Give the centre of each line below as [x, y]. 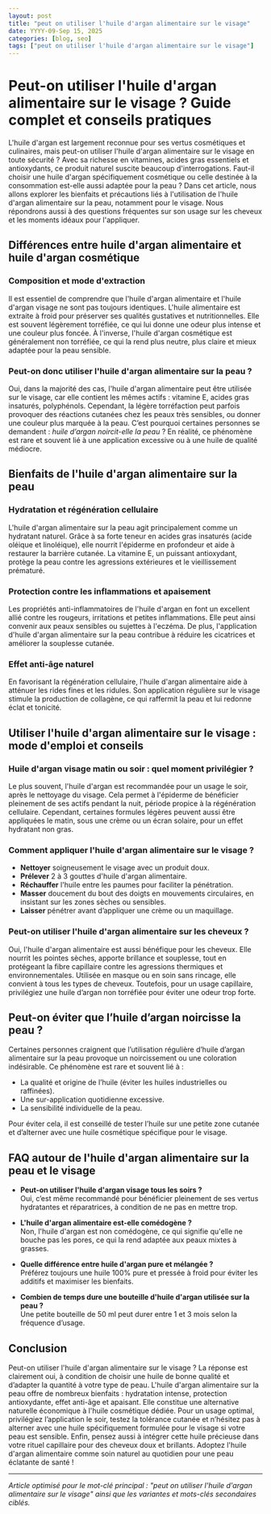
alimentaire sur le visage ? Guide [120, 103]
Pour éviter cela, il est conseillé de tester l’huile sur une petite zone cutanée [134, 1124]
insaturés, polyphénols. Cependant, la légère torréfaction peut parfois [124, 406]
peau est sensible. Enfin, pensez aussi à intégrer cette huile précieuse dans [134, 1436]
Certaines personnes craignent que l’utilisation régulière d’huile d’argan [127, 1050]
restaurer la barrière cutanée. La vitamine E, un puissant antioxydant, [123, 553]
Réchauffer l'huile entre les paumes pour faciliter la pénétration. [127, 885]
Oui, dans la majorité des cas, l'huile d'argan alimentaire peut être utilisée [130, 389]
